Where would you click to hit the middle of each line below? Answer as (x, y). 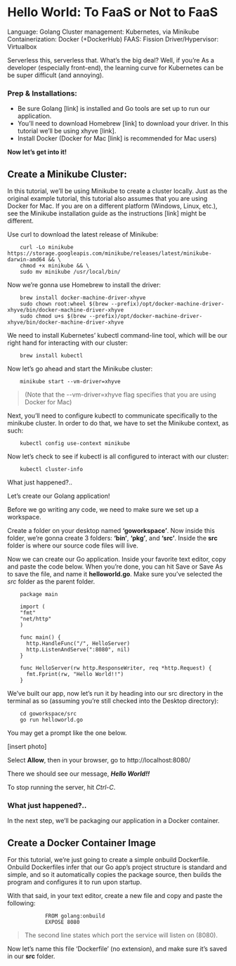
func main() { (40, 637)
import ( (33, 607)
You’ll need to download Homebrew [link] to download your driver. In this (123, 124)
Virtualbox (22, 46)
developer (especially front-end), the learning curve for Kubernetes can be (115, 67)
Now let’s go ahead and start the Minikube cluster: (80, 369)
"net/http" (36, 619)
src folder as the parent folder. (51, 582)
